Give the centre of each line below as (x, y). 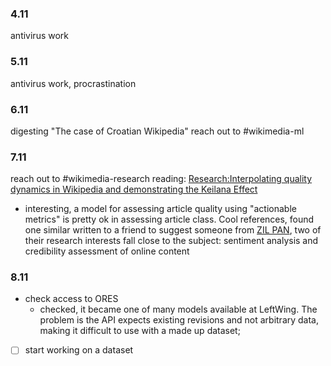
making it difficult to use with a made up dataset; (140, 331)
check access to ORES (71, 299)
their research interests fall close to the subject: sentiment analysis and (171, 241)
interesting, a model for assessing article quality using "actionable (160, 209)
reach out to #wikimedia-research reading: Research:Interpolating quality (161, 179)
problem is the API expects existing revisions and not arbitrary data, (179, 320)
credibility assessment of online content (107, 251)
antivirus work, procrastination (73, 83)
